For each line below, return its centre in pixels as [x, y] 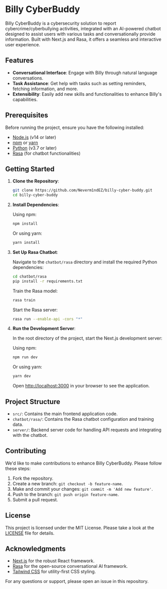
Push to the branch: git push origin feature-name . [66, 494]
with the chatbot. [30, 435]
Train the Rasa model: [35, 291]
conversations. [28, 78]
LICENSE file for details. [30, 533]
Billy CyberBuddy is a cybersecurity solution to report [61, 23]
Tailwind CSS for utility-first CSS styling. [54, 572]
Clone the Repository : [36, 181]
